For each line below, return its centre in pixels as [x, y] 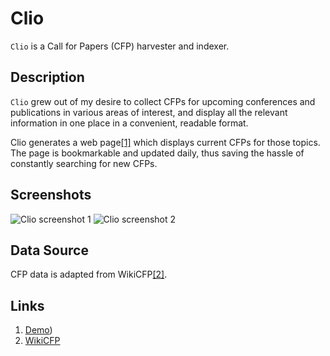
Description [47, 77]
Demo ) [38, 330]
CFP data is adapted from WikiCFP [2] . [89, 274]
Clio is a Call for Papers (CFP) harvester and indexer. [120, 46]
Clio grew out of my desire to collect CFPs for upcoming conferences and [163, 101]
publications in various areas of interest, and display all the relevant [149, 112]
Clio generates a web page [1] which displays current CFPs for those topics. [165, 142]
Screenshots [51, 195]
